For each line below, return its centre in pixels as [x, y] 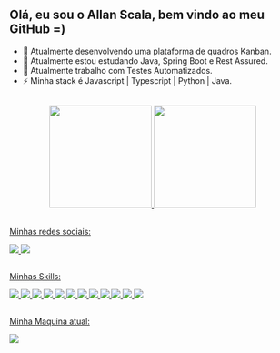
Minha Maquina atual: [50, 321]
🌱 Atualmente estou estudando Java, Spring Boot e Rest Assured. [145, 61]
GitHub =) [38, 30]
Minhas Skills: [35, 276]
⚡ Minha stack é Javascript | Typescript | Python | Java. [127, 80]
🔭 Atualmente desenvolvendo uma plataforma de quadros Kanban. [147, 51]
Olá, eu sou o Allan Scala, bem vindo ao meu [137, 15]
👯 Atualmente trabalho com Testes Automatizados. [117, 70]
